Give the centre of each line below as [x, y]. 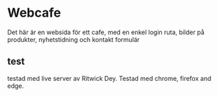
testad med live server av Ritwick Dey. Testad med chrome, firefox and [109, 78]
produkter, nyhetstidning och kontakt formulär [74, 39]
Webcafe [34, 13]
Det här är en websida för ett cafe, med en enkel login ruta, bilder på [106, 32]
